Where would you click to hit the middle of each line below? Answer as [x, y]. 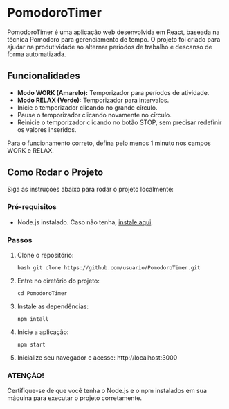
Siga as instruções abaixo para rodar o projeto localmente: [91, 189]
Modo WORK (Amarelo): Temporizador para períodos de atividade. [113, 92]
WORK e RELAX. [30, 150]
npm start [31, 345]
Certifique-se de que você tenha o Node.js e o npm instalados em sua [107, 391]
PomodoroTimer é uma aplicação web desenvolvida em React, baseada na [113, 32]
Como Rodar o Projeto [55, 173]
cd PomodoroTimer [42, 294]
